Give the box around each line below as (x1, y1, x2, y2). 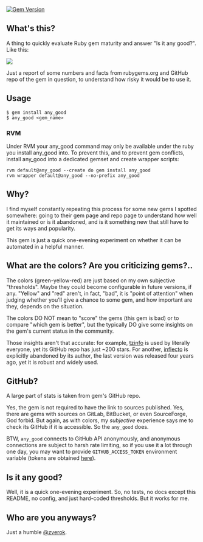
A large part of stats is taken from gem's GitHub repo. (6, 392, 141, 400)
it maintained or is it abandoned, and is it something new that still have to (6, 218, 189, 225)
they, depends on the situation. (6, 302, 84, 310)
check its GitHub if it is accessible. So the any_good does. (6, 423, 149, 431)
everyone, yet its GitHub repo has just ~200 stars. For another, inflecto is (6, 346, 188, 353)
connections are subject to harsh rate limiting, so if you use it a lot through (6, 442, 193, 449)
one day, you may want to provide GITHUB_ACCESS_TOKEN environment (6, 448, 177, 456)
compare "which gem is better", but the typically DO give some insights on (6, 321, 193, 328)
